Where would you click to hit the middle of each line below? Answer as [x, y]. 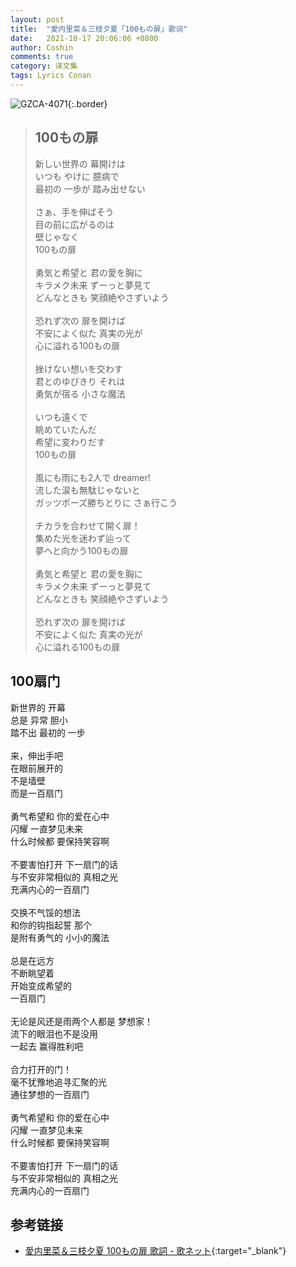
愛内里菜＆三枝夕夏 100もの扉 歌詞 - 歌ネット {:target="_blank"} [155, 1251]
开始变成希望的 [41, 985]
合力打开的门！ [41, 1069]
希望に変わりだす [70, 442]
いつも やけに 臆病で [77, 176]
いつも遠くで [61, 417]
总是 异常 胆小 [39, 720]
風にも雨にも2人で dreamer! [92, 477]
